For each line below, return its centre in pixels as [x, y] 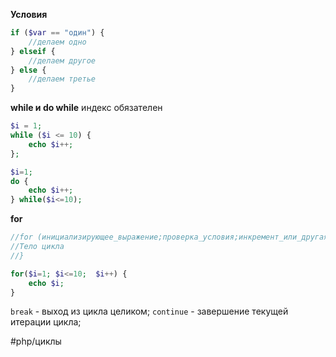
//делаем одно [57, 42]
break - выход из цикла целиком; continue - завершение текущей [149, 311]
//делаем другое [62, 60]
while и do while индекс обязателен [86, 108]
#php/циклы [36, 341]
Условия [29, 14]
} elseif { [33, 51]
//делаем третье [62, 79]
